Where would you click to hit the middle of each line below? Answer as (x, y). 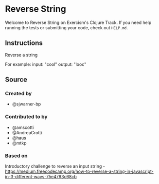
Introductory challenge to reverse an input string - (55, 166)
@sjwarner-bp (26, 104)
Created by (18, 94)
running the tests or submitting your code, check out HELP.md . (66, 27)
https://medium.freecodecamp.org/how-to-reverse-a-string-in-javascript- (79, 171)
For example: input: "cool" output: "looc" (46, 64)
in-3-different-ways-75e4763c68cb (41, 177)
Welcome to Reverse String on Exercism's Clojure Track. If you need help (78, 22)
